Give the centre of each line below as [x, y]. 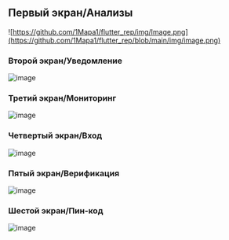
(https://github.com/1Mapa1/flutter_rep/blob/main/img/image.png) [114, 40]
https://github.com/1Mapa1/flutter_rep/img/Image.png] [100, 31]
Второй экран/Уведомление [65, 61]
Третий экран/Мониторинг [62, 98]
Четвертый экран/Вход [55, 135]
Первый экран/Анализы [71, 13]
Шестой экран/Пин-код [56, 210]
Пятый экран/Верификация [64, 173]
